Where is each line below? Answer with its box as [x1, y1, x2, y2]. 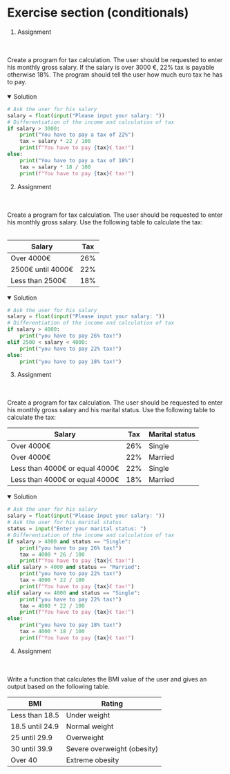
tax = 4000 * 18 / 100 [19, 628, 85, 635]
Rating [101, 699, 123, 708]
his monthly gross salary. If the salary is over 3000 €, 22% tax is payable [7, 63, 215, 71]
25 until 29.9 [10, 733, 53, 742]
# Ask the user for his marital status [7, 519, 122, 526]
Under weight [66, 710, 111, 719]
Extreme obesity [66, 755, 119, 764]
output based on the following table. [7, 682, 111, 690]
